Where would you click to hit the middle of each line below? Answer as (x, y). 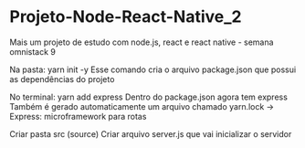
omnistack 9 (33, 51)
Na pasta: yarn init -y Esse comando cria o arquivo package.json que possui (153, 69)
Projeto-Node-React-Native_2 (126, 17)
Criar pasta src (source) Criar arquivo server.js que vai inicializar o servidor (151, 133)
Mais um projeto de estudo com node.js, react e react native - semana (142, 42)
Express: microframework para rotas (78, 116)
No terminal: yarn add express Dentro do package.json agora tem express (148, 97)
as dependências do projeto (62, 79)
